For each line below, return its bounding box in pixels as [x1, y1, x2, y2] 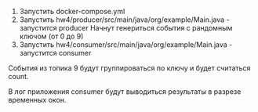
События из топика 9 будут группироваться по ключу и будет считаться [8, 63, 251, 73]
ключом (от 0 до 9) [19, 31, 84, 41]
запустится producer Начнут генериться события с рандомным [19, 23, 233, 32]
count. [8, 72, 29, 81]
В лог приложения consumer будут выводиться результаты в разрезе [8, 87, 242, 96]
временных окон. [8, 96, 67, 104]
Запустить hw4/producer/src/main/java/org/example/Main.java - [19, 15, 230, 24]
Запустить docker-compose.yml [19, 7, 125, 16]
